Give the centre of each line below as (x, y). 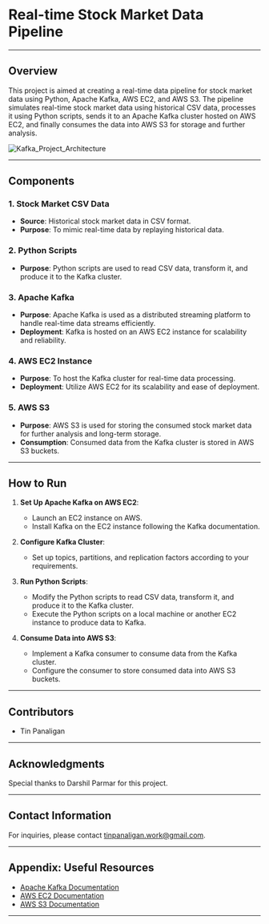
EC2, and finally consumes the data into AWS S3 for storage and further (127, 124)
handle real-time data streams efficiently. (88, 323)
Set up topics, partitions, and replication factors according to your (141, 557)
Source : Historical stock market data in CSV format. (105, 221)
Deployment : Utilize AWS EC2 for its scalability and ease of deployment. (140, 387)
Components (41, 181)
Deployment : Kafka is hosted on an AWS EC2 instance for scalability (133, 332)
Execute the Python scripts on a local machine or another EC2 (134, 614)
